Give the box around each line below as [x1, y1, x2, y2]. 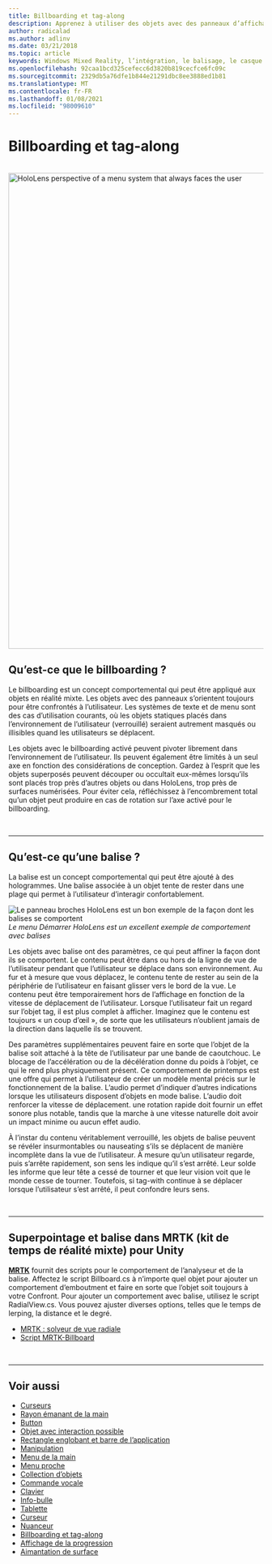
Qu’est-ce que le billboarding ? [8, 663, 167, 677]
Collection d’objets [19, 1469, 83, 1479]
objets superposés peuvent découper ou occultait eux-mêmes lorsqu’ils [8, 769, 249, 778]
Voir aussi [8, 1379, 60, 1393]
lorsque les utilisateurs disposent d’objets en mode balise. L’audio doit [8, 1091, 242, 1101]
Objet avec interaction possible [19, 1426, 124, 1436]
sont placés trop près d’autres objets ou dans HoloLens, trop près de [8, 778, 237, 787]
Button [19, 1418, 43, 1428]
